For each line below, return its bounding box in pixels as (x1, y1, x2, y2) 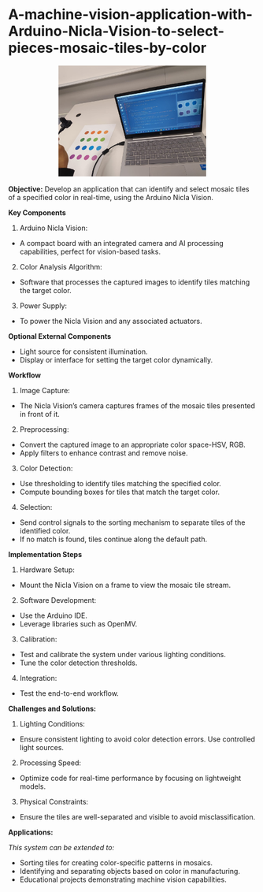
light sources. (19, 742, 65, 752)
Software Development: (19, 595, 97, 604)
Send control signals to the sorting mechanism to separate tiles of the (19, 518, 246, 527)
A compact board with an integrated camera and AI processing (19, 238, 224, 247)
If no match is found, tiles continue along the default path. (19, 534, 207, 544)
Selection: (19, 502, 53, 511)
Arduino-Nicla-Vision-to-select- (8, 22, 224, 40)
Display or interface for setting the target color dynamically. (19, 355, 213, 364)
